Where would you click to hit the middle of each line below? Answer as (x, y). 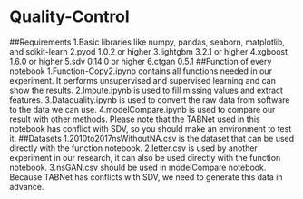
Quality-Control (69, 17)
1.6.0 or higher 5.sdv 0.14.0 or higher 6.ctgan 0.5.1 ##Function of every (141, 61)
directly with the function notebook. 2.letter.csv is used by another (134, 148)
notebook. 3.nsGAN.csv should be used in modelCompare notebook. (138, 167)
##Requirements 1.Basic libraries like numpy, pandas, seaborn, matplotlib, (147, 42)
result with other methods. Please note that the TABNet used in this (135, 119)
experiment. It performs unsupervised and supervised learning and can (143, 80)
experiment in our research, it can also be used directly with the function (145, 157)
